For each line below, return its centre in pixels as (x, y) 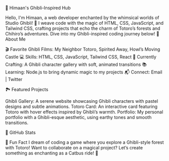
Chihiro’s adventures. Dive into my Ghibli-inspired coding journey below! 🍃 (82, 34)
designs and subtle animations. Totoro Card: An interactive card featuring (81, 107)
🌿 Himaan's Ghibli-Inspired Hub (38, 8)
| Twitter (14, 79)
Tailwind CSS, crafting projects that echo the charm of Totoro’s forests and (83, 28)
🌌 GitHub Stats (21, 132)
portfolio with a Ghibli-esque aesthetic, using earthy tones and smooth (78, 117)
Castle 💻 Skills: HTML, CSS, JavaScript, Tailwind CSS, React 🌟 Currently (81, 57)
